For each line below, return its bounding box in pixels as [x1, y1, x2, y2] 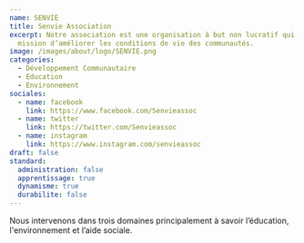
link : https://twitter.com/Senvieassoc [25, 123, 177, 132]
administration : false [17, 165, 104, 174]
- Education [17, 73, 64, 82]
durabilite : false [17, 190, 88, 199]
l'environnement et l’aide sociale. [9, 225, 133, 236]
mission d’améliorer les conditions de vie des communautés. [17, 38, 255, 48]
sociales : [9, 89, 47, 98]
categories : [9, 55, 55, 64]
